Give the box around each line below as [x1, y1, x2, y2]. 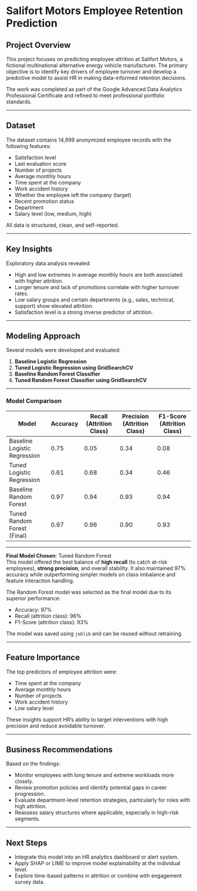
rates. [14, 290, 29, 297]
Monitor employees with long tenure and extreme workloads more [14, 772, 174, 779]
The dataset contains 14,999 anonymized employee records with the [6, 136, 172, 143]
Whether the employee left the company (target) [14, 191, 132, 198]
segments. [14, 815, 40, 822]
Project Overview [6, 40, 71, 50]
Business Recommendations [6, 745, 113, 755]
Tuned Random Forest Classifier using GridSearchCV [14, 377, 147, 384]
